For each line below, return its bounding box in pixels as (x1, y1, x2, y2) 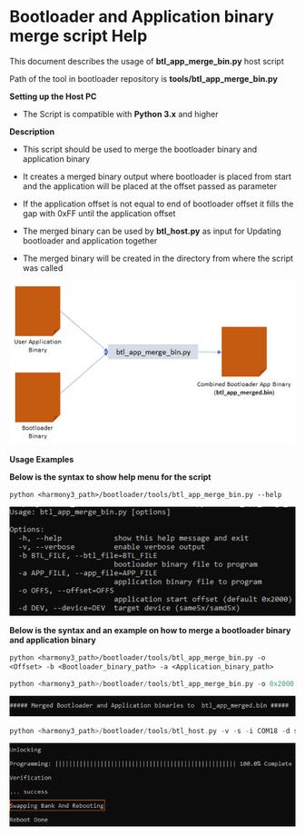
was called (22, 262, 64, 274)
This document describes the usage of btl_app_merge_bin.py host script (9, 55, 284, 66)
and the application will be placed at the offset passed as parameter (22, 180, 278, 192)
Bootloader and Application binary (9, 6, 274, 27)
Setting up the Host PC (9, 91, 97, 102)
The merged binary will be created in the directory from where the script (22, 253, 293, 264)
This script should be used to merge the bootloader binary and (22, 144, 258, 154)
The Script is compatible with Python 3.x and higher (22, 108, 220, 119)
